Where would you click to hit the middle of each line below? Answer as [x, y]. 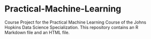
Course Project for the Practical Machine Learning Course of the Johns [75, 22]
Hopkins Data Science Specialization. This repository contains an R [71, 27]
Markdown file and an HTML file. [37, 32]
